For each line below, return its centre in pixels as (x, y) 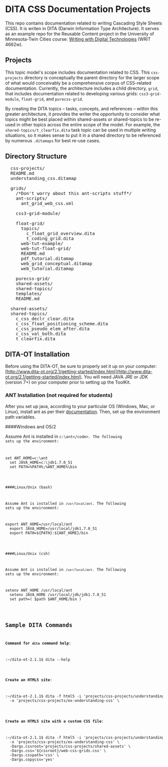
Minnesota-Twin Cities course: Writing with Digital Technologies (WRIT (78, 39)
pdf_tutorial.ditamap (47, 258)
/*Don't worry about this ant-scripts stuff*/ (74, 193)
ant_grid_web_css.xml (47, 203)
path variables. (20, 417)
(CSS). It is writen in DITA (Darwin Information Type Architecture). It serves (82, 28)
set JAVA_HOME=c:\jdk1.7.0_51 (41, 462)
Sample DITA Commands (39, 625)
